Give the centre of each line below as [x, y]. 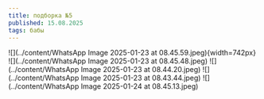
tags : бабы [26, 30]
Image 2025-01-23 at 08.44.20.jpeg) [141, 70]
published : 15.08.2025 [46, 23]
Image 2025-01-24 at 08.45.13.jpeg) [140, 86]
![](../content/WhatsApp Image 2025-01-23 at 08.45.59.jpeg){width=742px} [132, 53]
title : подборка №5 [41, 15]
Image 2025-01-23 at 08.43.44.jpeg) [141, 78]
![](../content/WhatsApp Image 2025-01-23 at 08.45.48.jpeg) [108, 61]
